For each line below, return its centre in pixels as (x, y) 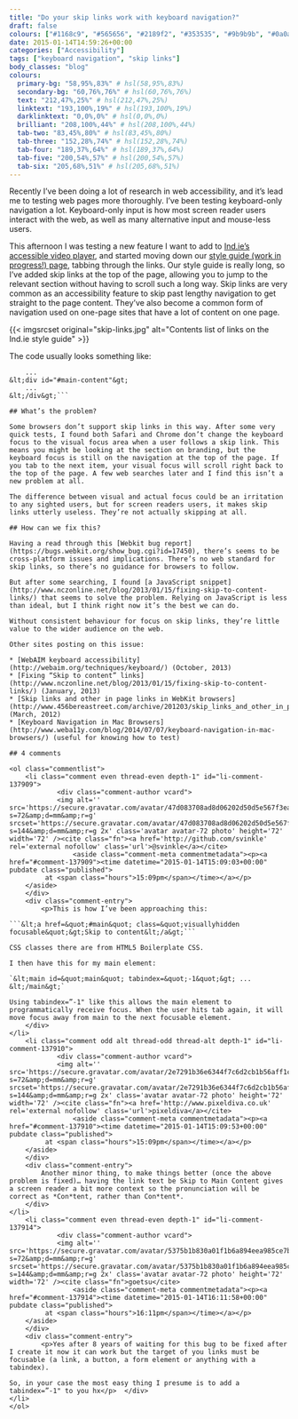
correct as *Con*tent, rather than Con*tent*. (97, 1197)
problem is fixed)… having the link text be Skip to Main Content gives (146, 1181)
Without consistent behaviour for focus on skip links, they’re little (144, 622)
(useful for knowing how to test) (116, 738)
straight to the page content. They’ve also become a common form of (136, 303)
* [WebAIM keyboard (45, 660)
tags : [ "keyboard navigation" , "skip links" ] (94, 59)
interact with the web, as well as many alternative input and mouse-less (140, 219)
